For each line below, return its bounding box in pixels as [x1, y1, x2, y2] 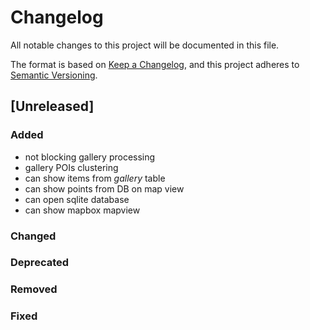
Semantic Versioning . [10, 69, 98, 81]
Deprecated [10, 256, 70, 270]
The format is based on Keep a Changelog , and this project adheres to [10, 58, 300, 70]
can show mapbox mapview [24, 204, 141, 216]
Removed [10, 282, 58, 296]
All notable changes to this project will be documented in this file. [10, 39, 280, 51]
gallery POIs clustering [24, 161, 119, 173]
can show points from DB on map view [24, 182, 185, 195]
